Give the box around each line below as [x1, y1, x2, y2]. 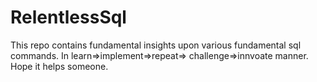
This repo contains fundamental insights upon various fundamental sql [10, 39, 302, 51]
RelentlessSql [10, 6, 127, 29]
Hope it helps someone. [10, 60, 109, 72]
